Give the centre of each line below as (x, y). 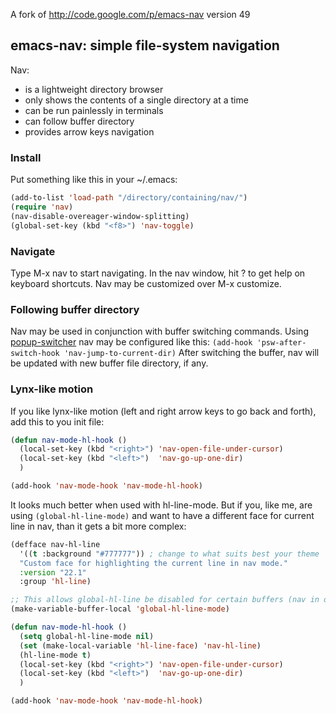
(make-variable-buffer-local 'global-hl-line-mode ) (120, 609)
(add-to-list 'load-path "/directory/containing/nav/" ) (129, 198)
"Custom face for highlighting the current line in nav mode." (153, 563)
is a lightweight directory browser (94, 89)
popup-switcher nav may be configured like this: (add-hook (131, 342)
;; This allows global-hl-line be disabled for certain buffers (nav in (165, 600)
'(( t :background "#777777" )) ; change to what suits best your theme (169, 554)
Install (26, 157)
